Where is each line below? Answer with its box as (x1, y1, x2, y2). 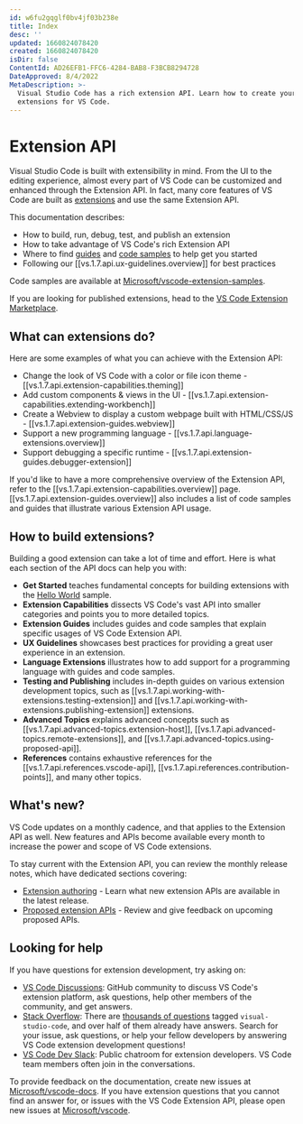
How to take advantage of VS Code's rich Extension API (22, 239, 230, 250)
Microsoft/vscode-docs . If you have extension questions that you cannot (9, 1085, 280, 1096)
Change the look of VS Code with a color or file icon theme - (22, 371, 248, 382)
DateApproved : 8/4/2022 (9, 72, 99, 81)
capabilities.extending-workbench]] (22, 399, 156, 410)
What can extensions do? (9, 328, 156, 344)
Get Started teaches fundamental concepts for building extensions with (22, 579, 289, 591)
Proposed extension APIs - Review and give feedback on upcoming (22, 904, 273, 916)
